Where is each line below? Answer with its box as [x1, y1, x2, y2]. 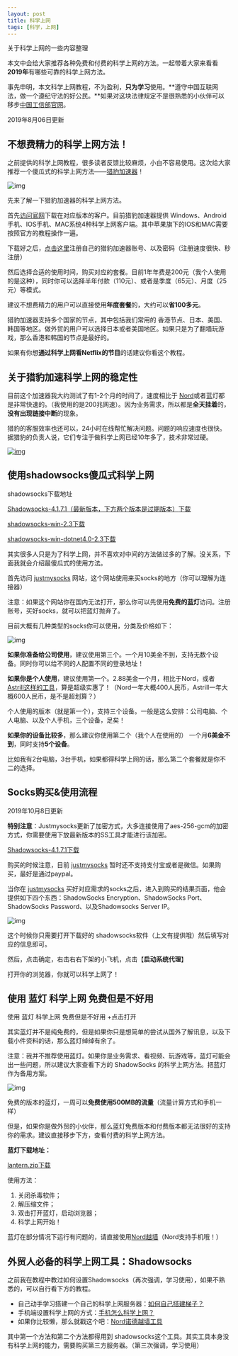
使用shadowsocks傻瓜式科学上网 [7, 469, 154, 482]
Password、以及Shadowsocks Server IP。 [50, 902, 174, 910]
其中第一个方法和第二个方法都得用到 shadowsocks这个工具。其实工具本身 [7, 1333, 223, 1341]
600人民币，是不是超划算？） [13, 691, 101, 700]
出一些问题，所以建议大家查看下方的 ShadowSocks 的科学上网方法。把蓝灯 [7, 1061, 227, 1069]
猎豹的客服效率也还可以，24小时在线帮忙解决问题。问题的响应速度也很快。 [7, 424, 227, 432]
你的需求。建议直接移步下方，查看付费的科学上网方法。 [7, 1131, 169, 1139]
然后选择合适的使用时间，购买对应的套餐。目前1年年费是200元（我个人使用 [7, 268, 227, 276]
